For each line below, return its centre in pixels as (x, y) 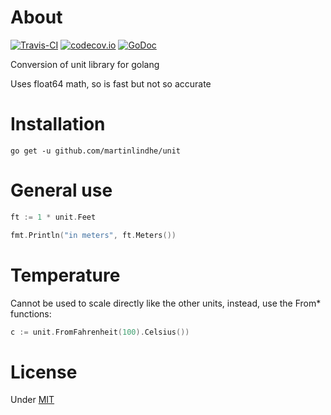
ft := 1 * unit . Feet (53, 217)
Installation (58, 124)
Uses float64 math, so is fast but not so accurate (111, 83)
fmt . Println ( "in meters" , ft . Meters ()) (93, 235)
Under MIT (32, 400)
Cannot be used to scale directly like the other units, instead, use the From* (166, 303)
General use (61, 190)
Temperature (65, 275)
